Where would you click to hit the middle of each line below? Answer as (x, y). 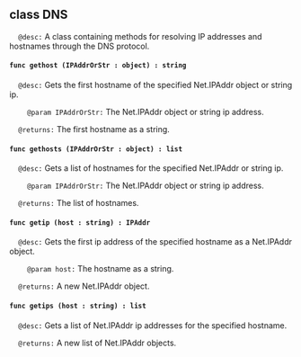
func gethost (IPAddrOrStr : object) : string (98, 66)
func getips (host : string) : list (78, 306)
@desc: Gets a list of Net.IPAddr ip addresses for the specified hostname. (152, 325)
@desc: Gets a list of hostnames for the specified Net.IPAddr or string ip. (150, 168)
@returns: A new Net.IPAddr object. (84, 286)
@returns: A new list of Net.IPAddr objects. (97, 343)
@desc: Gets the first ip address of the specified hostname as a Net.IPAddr (155, 242)
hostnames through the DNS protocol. (80, 46)
